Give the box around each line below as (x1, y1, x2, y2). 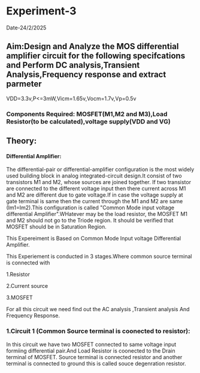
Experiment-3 (6, 4, 77, 18)
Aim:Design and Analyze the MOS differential (6, 41, 179, 52)
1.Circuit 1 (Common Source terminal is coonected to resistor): (6, 327, 190, 335)
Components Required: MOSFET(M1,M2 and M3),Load (6, 110, 168, 118)
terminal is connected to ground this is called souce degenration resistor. (6, 360, 186, 367)
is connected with (6, 259, 50, 266)
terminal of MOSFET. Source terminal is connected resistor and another (6, 353, 183, 360)
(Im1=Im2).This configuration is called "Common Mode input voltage (6, 204, 175, 211)
